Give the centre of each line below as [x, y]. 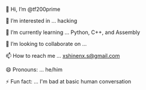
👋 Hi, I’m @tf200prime [33, 9]
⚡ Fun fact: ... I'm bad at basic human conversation [68, 81]
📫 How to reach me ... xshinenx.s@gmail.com [63, 56]
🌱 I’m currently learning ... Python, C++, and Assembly [73, 32]
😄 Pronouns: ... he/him [34, 69]
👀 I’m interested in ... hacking [41, 21]
